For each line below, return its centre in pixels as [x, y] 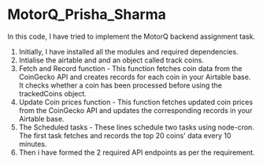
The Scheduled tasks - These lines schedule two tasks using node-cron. [137, 127]
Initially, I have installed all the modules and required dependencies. [128, 51]
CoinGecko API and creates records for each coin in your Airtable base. [135, 77]
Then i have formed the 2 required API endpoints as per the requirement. [137, 152]
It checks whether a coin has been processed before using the [120, 85]
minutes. [33, 144]
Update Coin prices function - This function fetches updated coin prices [136, 102]
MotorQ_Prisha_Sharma [87, 15]
